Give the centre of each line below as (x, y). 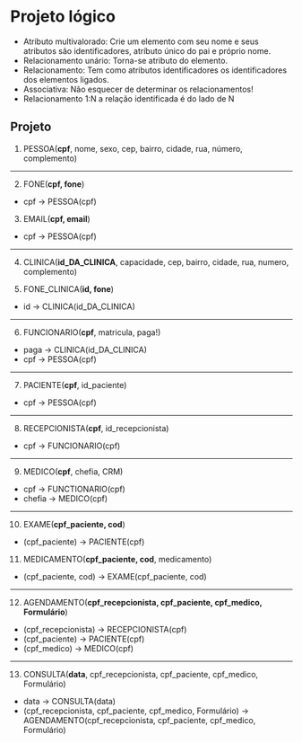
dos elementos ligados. (66, 79)
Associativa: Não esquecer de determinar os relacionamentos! (138, 89)
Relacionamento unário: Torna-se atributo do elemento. (125, 60)
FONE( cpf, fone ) (54, 184)
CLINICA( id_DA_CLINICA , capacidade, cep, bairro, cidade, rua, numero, (156, 261)
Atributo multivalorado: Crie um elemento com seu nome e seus (141, 41)
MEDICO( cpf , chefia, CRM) (73, 471)
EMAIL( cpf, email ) (56, 218)
